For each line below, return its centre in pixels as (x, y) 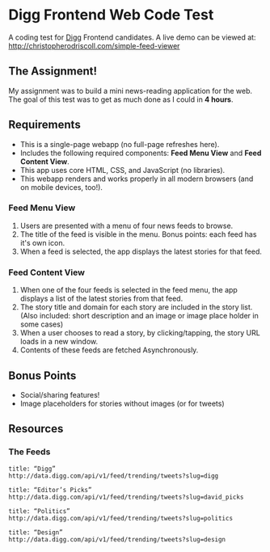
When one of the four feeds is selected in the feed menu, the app (129, 290)
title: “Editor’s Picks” (50, 490)
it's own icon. (42, 242)
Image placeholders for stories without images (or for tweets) (122, 403)
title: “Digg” (32, 469)
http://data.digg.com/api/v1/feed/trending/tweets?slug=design (117, 539)
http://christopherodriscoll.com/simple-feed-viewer (94, 45)
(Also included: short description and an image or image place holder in (139, 316)
